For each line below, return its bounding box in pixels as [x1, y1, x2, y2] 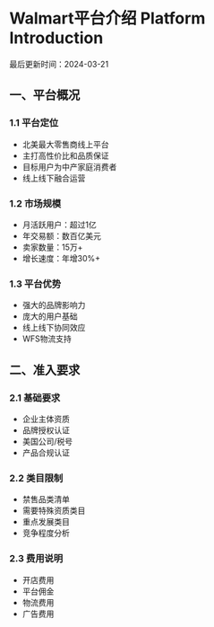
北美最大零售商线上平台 [21, 138, 109, 149]
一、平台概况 [9, 87, 81, 103]
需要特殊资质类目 [21, 505, 86, 517]
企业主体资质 [21, 413, 70, 424]
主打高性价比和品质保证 [21, 150, 109, 161]
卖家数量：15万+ [21, 242, 83, 252]
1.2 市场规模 [9, 197, 62, 209]
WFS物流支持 [21, 333, 72, 344]
